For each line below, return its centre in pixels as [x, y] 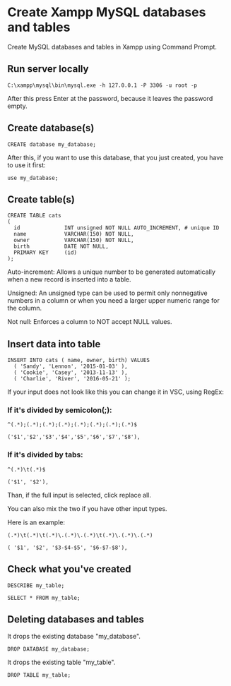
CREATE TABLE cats [34, 216]
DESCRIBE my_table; [36, 585]
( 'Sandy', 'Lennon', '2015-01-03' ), [71, 367]
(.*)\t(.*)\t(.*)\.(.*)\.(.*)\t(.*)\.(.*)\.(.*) [80, 535]
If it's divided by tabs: [45, 455]
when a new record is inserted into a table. [70, 279]
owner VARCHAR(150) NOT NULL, [74, 241]
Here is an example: [36, 522]
